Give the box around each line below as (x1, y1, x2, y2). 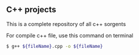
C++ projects (6, 5, 57, 15)
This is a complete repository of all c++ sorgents (6, 20, 126, 27)
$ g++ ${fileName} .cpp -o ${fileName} (6, 43, 103, 49)
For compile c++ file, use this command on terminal (6, 32, 134, 39)
